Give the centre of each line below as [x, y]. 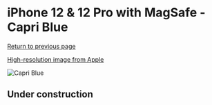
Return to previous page [41, 46]
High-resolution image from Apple [56, 59]
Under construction [50, 94]
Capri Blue [38, 27]
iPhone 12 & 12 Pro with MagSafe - [106, 13]
